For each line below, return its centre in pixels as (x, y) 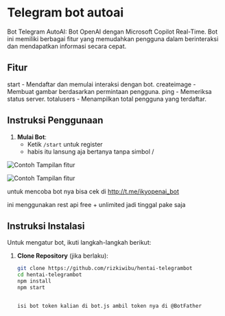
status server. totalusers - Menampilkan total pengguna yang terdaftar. (107, 99)
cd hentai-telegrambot (49, 275)
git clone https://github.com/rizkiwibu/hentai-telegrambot (105, 269)
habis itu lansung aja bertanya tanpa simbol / (91, 151)
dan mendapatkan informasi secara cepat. (67, 46)
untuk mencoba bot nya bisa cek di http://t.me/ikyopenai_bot (93, 191)
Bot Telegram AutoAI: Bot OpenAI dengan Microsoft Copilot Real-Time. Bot (113, 32)
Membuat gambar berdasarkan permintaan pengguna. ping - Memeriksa (109, 91)
